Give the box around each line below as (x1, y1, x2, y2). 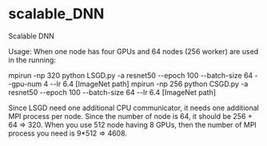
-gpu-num (8, 79, 42, 89)
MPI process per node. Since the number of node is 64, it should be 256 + (8, 111, 253, 120)
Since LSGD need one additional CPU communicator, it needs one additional (8, 103, 260, 112)
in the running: (8, 55, 56, 65)
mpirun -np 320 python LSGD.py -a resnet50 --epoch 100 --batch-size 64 (8, 70, 253, 80)
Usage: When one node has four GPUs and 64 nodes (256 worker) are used (8, 46, 259, 56)
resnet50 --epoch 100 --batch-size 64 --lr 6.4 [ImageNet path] (8, 87, 217, 97)
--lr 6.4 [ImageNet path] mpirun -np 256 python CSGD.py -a (50, 79, 249, 89)
